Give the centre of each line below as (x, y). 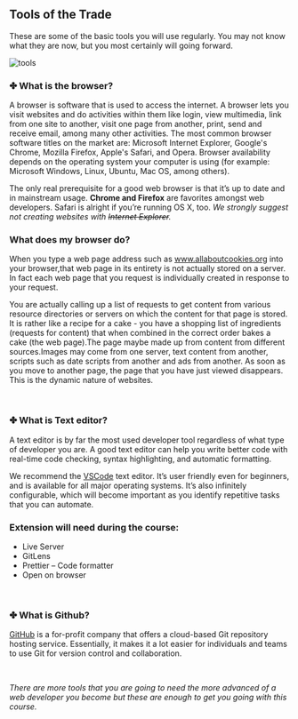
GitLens (36, 556)
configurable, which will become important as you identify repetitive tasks (145, 495)
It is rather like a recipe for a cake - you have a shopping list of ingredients (145, 324)
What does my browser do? (70, 240)
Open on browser (54, 575)
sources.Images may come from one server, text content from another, (139, 352)
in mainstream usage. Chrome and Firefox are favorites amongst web (137, 198)
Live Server (43, 547)
